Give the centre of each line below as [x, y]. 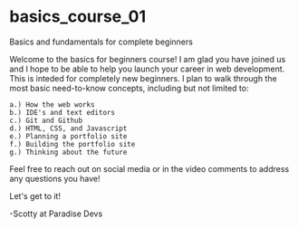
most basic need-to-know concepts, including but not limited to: [129, 88]
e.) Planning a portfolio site [68, 136]
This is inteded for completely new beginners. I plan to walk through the [144, 78]
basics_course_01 [78, 17]
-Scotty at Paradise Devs [56, 214]
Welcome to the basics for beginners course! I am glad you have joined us [148, 59]
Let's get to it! [35, 195]
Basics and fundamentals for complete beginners [101, 42]
